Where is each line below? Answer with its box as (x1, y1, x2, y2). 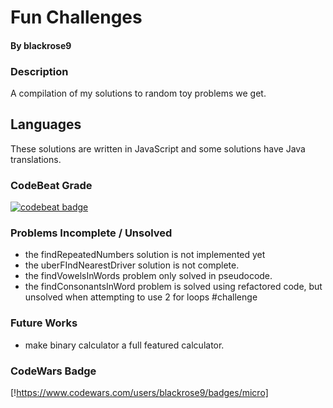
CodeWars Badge (10, 364, 97, 378)
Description (10, 64, 69, 78)
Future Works (10, 316, 78, 330)
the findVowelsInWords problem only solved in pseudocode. (24, 270, 273, 282)
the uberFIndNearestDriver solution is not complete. (24, 259, 240, 271)
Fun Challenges (10, 6, 143, 29)
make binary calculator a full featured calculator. (24, 339, 225, 351)
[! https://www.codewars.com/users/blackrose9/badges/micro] (10, 387, 269, 399)
